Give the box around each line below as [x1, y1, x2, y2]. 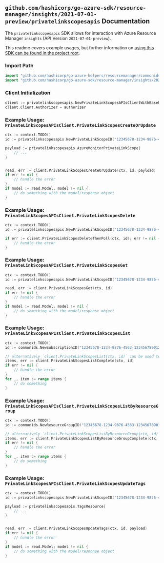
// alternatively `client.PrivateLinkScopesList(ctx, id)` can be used [5, 354, 154, 359]
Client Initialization [5, 89, 51, 96]
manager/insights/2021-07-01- [5, 11, 97, 18]
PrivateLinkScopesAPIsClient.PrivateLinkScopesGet [5, 262, 128, 268]
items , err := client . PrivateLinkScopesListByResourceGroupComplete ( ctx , [5, 436, 159, 441]
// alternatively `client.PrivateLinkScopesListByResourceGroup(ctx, [5, 431, 150, 436]
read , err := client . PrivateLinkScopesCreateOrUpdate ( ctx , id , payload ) [5, 168, 156, 173]
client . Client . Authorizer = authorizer [5, 105, 86, 110]
